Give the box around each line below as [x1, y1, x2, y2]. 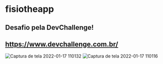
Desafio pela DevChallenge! [5, 23, 94, 32]
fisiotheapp [5, 3, 54, 15]
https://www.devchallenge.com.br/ [5, 40, 118, 48]
